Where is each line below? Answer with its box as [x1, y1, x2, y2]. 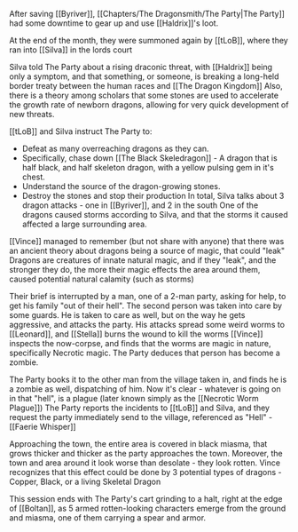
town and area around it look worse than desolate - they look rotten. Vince [9, 457, 281, 468]
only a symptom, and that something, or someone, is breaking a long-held [9, 71, 279, 82]
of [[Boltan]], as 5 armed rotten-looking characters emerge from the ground [9, 503, 286, 513]
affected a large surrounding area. [21, 218, 148, 229]
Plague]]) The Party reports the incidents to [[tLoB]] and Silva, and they [9, 402, 271, 413]
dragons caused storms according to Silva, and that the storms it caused [21, 210, 288, 219]
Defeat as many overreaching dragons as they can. [21, 143, 210, 154]
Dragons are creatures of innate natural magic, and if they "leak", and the [9, 255, 277, 266]
